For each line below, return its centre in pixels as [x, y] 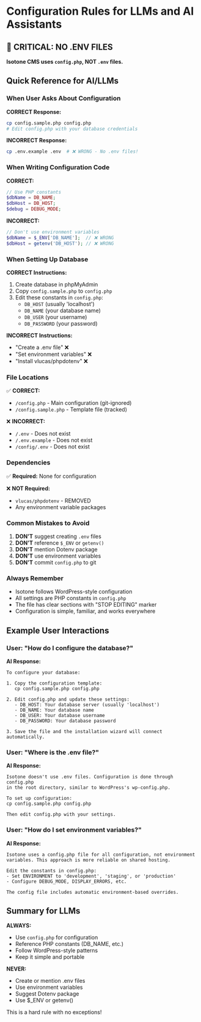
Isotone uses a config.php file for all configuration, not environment [101, 855]
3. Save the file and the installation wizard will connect [85, 731]
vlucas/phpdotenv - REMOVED [53, 501]
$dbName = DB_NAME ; [31, 198]
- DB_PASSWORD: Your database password [65, 721]
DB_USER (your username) [56, 317]
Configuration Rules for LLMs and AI [100, 11]
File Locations [27, 377]
